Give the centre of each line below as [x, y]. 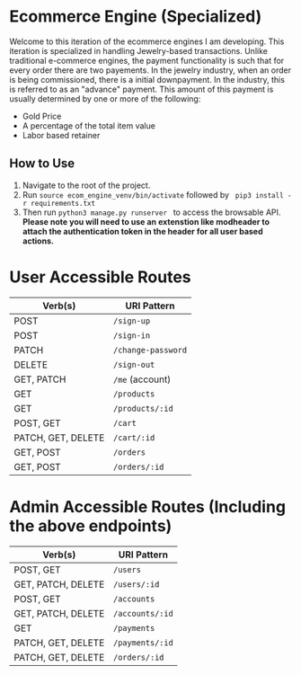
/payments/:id [143, 643]
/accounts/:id [143, 613]
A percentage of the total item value [89, 125]
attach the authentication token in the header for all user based [142, 231]
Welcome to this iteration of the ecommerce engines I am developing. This [147, 41]
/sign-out [134, 364]
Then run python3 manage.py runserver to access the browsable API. [151, 212]
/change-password [150, 350]
